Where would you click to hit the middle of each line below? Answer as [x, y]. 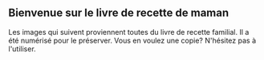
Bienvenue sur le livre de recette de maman [119, 13]
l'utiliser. [22, 49]
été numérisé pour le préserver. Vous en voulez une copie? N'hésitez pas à [132, 40]
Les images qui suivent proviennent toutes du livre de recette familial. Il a [129, 32]
